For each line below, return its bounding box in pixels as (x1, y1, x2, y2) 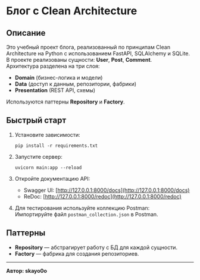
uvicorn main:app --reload (14, 165, 82, 171)
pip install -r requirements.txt (14, 143, 98, 149)
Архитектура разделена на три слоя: (6, 62, 100, 70)
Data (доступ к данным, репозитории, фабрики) (14, 80, 137, 87)
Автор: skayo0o (6, 267, 48, 274)
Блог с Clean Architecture (6, 4, 137, 18)
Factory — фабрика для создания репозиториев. (14, 250, 139, 257)
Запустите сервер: (14, 153, 62, 160)
